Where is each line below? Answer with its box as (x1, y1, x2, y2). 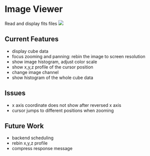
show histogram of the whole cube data (11, 75, 93, 80)
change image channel (11, 69, 59, 75)
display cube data (11, 48, 49, 54)
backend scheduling (11, 135, 54, 141)
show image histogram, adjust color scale (11, 59, 97, 65)
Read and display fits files (4, 20, 58, 26)
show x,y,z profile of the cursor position (11, 64, 94, 70)
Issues (4, 89, 26, 97)
